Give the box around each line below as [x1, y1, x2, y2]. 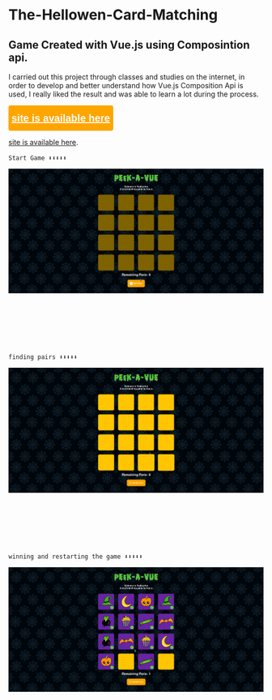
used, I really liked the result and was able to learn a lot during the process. [8, 89, 259, 99]
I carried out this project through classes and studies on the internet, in [8, 72, 245, 82]
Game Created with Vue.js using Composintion [8, 38, 250, 52]
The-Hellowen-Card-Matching [8, 6, 219, 24]
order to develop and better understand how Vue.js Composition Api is [8, 81, 244, 90]
